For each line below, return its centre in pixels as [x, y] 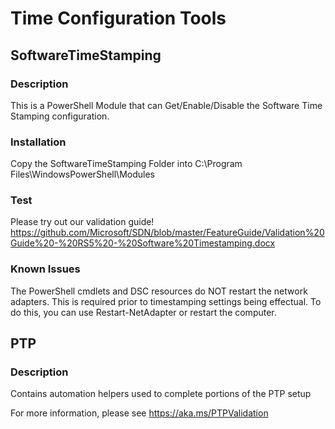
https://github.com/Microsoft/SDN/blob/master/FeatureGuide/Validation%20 [167, 233]
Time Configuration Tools [118, 18]
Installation [38, 142]
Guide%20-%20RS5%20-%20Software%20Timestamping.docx [143, 243]
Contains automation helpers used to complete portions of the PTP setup [161, 394]
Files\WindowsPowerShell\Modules [82, 174]
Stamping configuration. [60, 116]
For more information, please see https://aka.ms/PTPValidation [139, 413]
